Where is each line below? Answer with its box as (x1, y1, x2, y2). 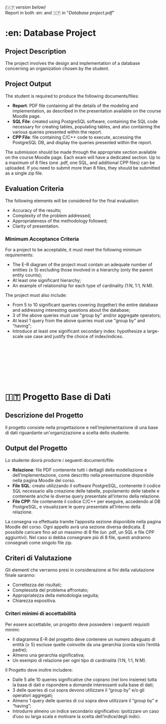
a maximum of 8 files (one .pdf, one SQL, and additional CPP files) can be (5, 160, 155, 166)
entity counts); (12, 272, 42, 278)
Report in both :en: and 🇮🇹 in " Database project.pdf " (5, 10, 115, 15)
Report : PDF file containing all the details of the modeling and (12, 103, 139, 109)
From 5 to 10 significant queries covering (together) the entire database (12, 302, 159, 308)
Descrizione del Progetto (5, 411, 83, 420)
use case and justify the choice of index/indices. (24, 333, 124, 339)
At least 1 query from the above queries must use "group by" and (12, 317, 145, 324)
